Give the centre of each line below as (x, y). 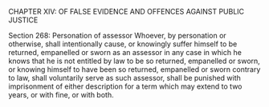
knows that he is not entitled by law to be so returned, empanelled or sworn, (134, 61)
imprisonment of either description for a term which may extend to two (125, 86)
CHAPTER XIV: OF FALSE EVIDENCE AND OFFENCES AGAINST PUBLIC (126, 12)
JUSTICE (23, 20)
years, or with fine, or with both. (61, 95)
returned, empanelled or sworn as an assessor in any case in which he (125, 52)
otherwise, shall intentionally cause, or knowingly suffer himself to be (123, 44)
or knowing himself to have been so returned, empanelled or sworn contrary (134, 69)
